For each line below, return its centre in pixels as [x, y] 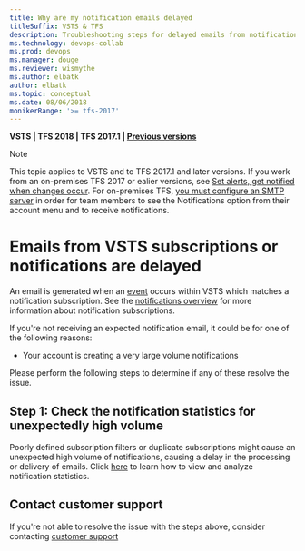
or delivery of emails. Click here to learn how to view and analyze [132, 467]
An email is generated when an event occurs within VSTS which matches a [149, 291]
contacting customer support [64, 536]
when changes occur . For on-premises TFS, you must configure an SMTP [147, 191]
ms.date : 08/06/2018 [49, 102]
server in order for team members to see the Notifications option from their [150, 201]
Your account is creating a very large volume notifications [130, 356]
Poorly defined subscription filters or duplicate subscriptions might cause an [152, 447]
